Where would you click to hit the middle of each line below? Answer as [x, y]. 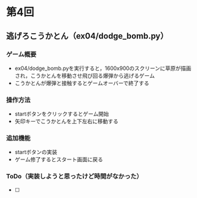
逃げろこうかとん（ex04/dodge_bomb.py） [87, 36]
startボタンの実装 [36, 152]
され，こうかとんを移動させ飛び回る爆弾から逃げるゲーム [85, 75]
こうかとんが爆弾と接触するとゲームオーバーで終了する [82, 83]
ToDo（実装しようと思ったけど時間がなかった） [75, 177]
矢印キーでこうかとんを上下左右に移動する [66, 122]
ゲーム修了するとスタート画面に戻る [59, 159]
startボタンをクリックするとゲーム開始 [62, 114]
